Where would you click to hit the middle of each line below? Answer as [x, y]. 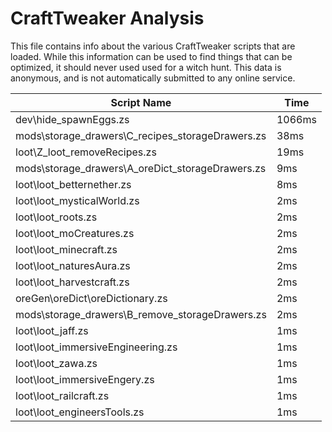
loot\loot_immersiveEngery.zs [85, 379]
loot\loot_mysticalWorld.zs [77, 200]
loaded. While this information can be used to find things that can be [151, 56]
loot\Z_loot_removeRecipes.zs [86, 152]
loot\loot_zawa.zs [56, 363]
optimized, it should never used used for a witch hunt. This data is [146, 67]
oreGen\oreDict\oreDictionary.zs [91, 298]
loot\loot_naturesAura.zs [73, 265]
